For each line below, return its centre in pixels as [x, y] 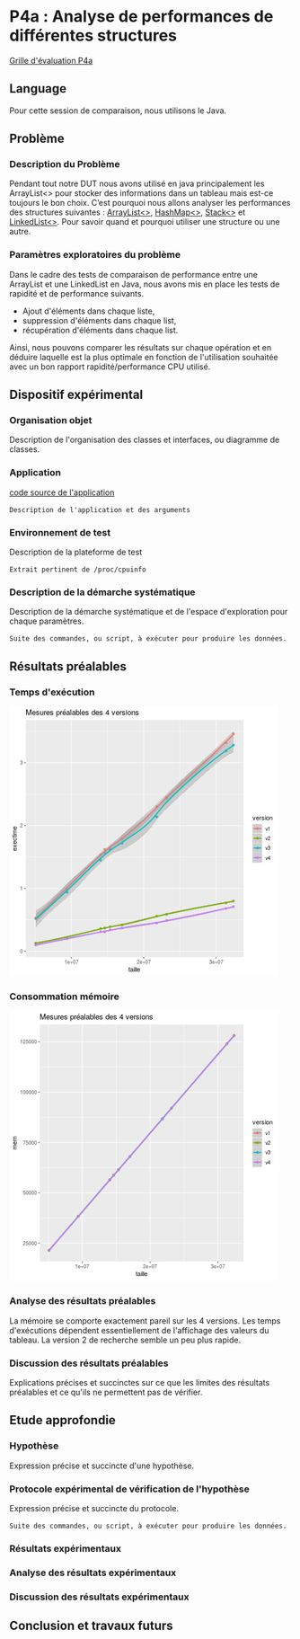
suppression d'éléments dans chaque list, [99, 320]
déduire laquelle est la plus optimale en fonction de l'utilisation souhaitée [144, 357]
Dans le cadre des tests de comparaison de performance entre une [133, 274]
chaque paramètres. [47, 621]
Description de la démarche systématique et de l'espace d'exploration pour [149, 612]
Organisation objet [51, 421]
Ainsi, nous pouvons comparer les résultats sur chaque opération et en [141, 347]
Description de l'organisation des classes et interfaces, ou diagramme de [145, 440]
